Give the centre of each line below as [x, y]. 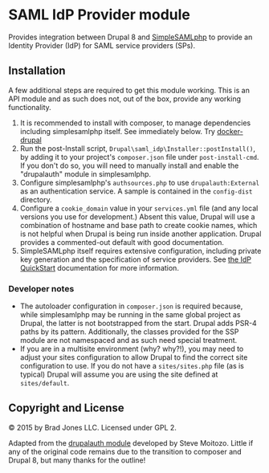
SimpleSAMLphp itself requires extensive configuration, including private [141, 251]
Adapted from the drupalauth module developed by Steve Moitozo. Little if [131, 442]
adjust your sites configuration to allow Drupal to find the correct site [134, 357]
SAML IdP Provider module [99, 15]
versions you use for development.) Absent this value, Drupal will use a [137, 216]
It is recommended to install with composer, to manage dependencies [135, 123]
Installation [37, 71]
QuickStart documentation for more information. [99, 267]
